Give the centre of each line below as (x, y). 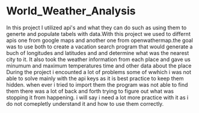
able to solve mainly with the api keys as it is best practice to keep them (95, 78)
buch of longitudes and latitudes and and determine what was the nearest (98, 53)
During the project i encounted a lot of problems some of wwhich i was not (99, 72)
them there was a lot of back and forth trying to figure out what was (90, 91)
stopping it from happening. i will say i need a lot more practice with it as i (97, 97)
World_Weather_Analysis (71, 11)
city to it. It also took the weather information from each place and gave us (98, 59)
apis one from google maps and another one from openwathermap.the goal (100, 40)
